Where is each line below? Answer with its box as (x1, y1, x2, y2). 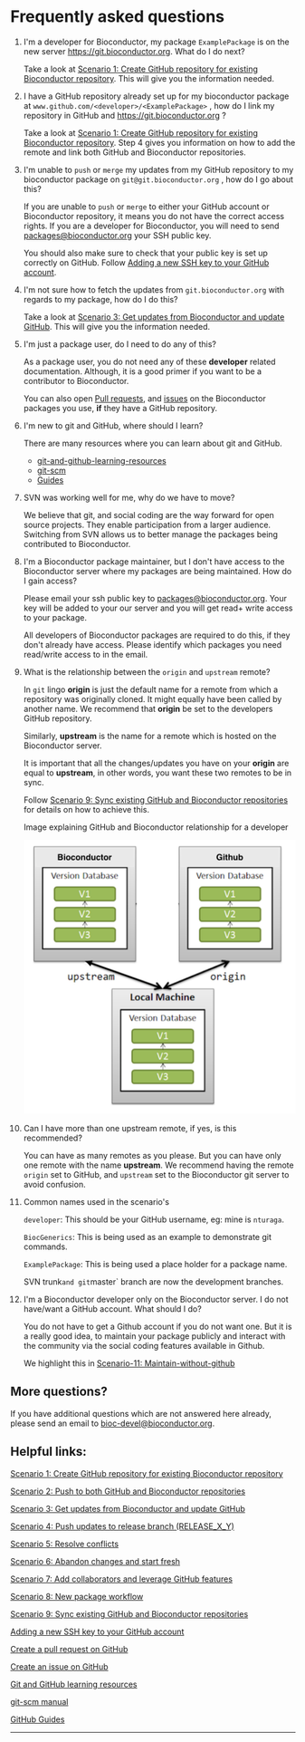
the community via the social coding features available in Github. (23, 1340, 265, 1351)
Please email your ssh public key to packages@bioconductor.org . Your (23, 592, 288, 603)
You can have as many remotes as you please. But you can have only (23, 1150, 281, 1160)
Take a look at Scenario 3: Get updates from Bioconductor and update (23, 311, 285, 322)
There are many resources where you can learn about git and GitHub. (23, 438, 283, 448)
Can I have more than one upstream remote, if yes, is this (23, 1122, 237, 1133)
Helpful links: (10, 1444, 87, 1459)
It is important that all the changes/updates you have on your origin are (23, 757, 290, 768)
